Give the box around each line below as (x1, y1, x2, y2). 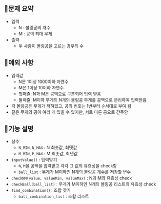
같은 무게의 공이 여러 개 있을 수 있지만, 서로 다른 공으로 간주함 (11, 109, 128, 115)
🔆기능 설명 (4, 125, 34, 133)
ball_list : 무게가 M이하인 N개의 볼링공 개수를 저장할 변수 (18, 169, 131, 175)
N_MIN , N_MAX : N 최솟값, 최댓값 (18, 144, 77, 150)
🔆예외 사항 (4, 59, 34, 67)
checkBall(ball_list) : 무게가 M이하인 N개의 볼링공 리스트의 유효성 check (11, 181, 156, 187)
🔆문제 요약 (4, 4, 34, 13)
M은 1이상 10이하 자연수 (18, 84, 64, 90)
